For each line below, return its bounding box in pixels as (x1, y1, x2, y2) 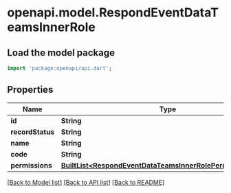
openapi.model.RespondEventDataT (7, 5, 219, 21)
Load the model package (7, 47, 115, 58)
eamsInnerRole (7, 19, 96, 35)
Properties (7, 84, 54, 95)
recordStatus (10, 127, 55, 137)
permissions (10, 160, 53, 170)
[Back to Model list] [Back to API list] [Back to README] (7, 178, 165, 186)
